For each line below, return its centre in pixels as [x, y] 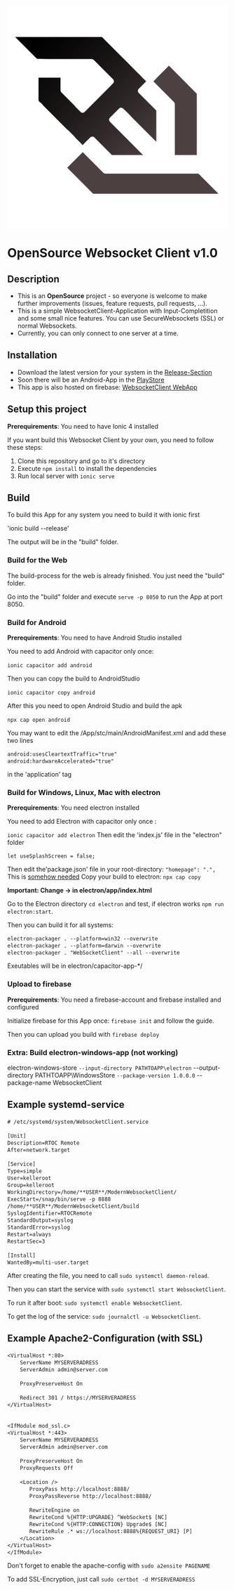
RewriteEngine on [54, 1510]
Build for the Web [37, 560]
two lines [20, 741]
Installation [32, 355]
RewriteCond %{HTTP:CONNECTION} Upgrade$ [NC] [98, 1524]
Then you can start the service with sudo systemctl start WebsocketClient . [117, 1289]
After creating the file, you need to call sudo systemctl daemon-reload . [108, 1275]
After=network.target [39, 1150]
